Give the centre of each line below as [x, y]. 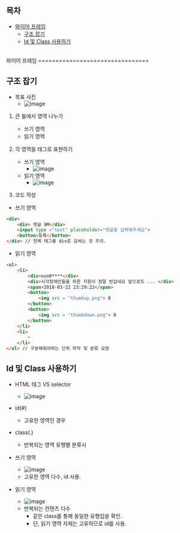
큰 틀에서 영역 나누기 [39, 116]
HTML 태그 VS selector [43, 384]
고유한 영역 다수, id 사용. [52, 477]
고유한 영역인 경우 [45, 420]
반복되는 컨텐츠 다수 [47, 508]
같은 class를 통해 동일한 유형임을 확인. [77, 516]
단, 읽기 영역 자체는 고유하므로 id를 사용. [80, 523]
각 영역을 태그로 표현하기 [44, 149]
